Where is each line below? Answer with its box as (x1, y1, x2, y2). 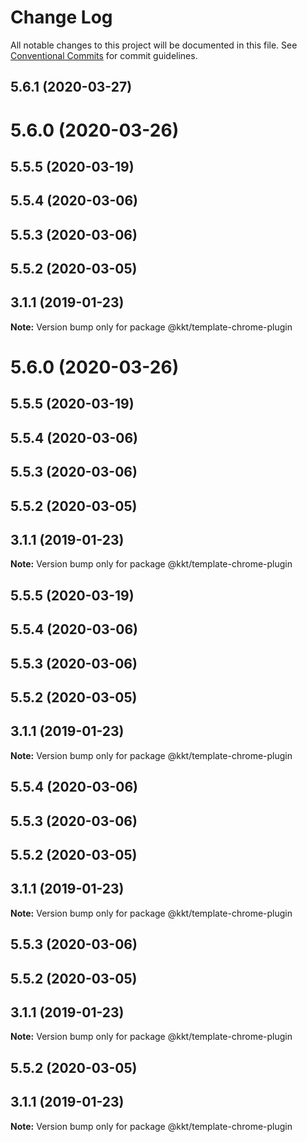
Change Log (10, 6, 113, 29)
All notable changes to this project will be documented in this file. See (10, 39, 298, 51)
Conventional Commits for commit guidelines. (10, 49, 198, 61)
